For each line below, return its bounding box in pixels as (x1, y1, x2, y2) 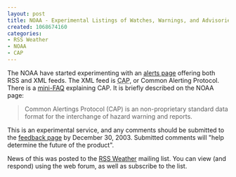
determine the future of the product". (7, 140, 114, 149)
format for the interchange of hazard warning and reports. (24, 112, 193, 120)
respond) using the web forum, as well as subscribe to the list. (7, 162, 188, 170)
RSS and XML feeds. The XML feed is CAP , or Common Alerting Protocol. (7, 76, 220, 84)
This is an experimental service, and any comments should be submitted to (7, 126, 225, 134)
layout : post (7, 10, 46, 18)
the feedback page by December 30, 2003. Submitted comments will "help (7, 133, 225, 141)
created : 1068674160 (7, 23, 68, 30)
